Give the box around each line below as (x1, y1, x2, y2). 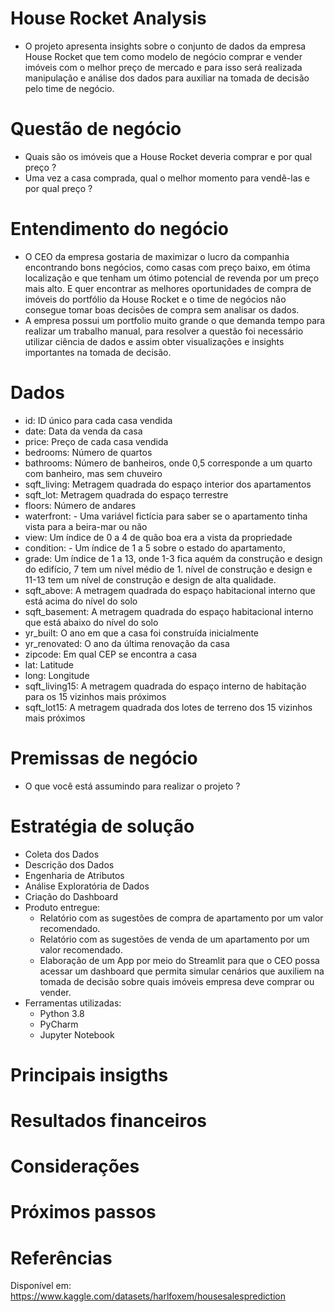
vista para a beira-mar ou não (24, 520, 148, 532)
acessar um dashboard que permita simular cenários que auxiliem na (39, 965, 325, 977)
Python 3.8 (39, 1007, 85, 1019)
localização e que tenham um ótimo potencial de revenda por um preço (24, 272, 320, 284)
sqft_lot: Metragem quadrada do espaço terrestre (24, 488, 229, 501)
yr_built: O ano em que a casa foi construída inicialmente (24, 627, 260, 639)
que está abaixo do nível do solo (24, 616, 159, 628)
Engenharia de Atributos (24, 869, 125, 881)
